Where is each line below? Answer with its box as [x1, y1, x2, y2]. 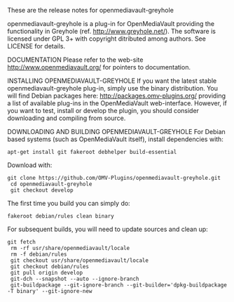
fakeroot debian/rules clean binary [7, 213, 114, 220]
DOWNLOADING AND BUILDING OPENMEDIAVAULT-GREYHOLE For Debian [7, 128, 226, 136]
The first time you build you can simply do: [7, 199, 131, 207]
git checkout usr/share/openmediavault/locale [10, 257, 149, 264]
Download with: [7, 161, 53, 169]
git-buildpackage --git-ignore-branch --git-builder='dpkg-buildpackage [10, 282, 228, 289]
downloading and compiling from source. [7, 114, 126, 122]
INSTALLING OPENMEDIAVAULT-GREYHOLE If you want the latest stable [7, 77, 217, 85]
